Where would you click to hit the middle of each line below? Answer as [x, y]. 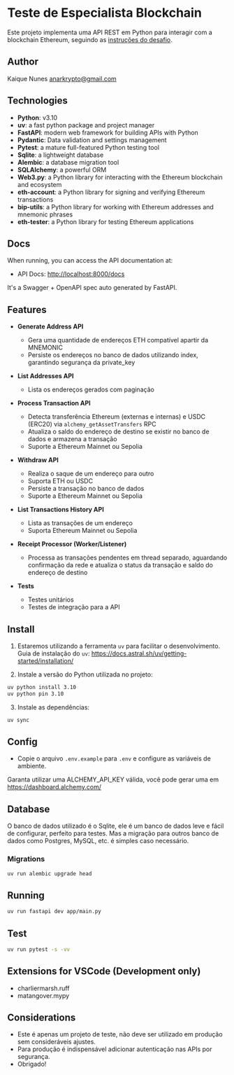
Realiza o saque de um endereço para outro [91, 473]
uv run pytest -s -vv [39, 949]
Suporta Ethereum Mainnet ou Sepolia [82, 531]
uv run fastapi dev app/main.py [54, 912]
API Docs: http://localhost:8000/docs [71, 274]
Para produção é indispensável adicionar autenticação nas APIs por [115, 1049]
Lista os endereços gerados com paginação [91, 389]
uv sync [19, 720]
